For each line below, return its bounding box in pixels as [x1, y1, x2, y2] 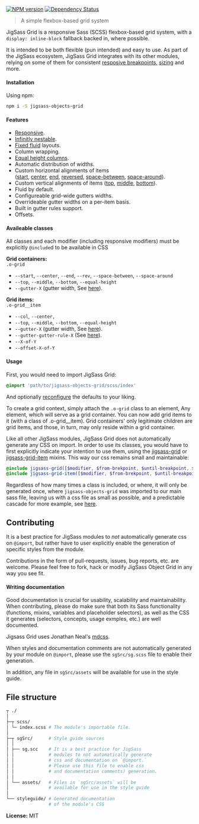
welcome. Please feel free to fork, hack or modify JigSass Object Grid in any [6, 564, 192, 571]
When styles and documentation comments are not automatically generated [6, 645, 191, 652]
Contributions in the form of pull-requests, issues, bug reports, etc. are [6, 557, 179, 565]
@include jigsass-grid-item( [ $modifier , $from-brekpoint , [6, 471, 152, 477]
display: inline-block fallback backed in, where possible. [6, 35, 150, 41]
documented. [6, 622, 39, 629]
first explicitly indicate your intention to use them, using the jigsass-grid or [6, 448, 188, 455]
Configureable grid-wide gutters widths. [14, 192, 113, 199]
